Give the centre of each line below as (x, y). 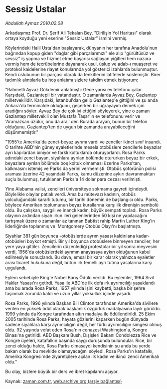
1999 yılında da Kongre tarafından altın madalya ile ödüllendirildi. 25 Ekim (80, 314)
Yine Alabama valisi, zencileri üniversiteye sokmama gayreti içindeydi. (77, 188)
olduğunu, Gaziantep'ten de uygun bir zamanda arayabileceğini (70, 127)
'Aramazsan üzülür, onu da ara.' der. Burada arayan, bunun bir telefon (76, 121)
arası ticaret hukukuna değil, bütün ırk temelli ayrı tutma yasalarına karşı (79, 262)
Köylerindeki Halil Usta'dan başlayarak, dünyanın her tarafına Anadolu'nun (81, 48)
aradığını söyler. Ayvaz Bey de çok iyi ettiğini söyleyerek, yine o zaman (78, 111)
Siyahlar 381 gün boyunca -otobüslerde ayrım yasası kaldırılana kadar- (78, 236)
